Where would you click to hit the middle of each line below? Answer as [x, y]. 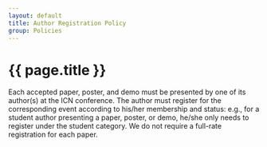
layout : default [35, 16]
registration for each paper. [53, 135]
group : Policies [35, 30]
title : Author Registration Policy [67, 23]
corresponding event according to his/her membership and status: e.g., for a [134, 109]
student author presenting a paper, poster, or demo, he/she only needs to [129, 117]
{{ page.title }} [57, 70]
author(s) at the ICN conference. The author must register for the [115, 101]
